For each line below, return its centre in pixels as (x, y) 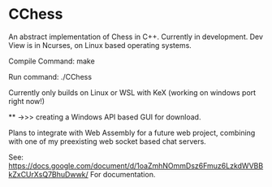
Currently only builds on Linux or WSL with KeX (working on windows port (132, 92)
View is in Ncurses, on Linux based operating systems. (100, 45)
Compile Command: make (52, 61)
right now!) (27, 101)
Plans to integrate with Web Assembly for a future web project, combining (132, 133)
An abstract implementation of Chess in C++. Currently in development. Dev (136, 37)
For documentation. (123, 174)
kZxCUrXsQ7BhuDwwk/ (49, 174)
